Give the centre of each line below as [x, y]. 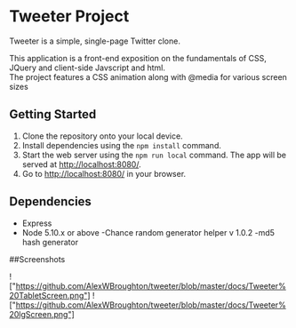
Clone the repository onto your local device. [103, 136]
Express [37, 223]
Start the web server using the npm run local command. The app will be [154, 155]
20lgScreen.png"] [42, 314]
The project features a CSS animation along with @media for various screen [148, 76]
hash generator [50, 242]
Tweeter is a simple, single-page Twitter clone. [95, 41]
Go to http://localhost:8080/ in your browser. [104, 173]
